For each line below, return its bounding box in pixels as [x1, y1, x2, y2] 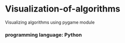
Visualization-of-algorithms [5, 3, 121, 14]
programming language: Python [5, 31, 82, 38]
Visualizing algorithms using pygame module [5, 19, 95, 25]
